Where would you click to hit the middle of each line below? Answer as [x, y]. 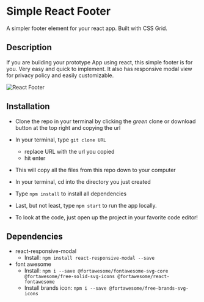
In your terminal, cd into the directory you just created [83, 181]
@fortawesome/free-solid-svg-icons [69, 277]
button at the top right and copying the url [68, 127]
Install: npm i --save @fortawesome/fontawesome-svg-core [96, 271]
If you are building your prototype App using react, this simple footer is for [100, 62]
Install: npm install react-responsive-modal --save [89, 258]
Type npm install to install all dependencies [71, 194]
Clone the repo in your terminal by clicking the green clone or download [105, 121]
